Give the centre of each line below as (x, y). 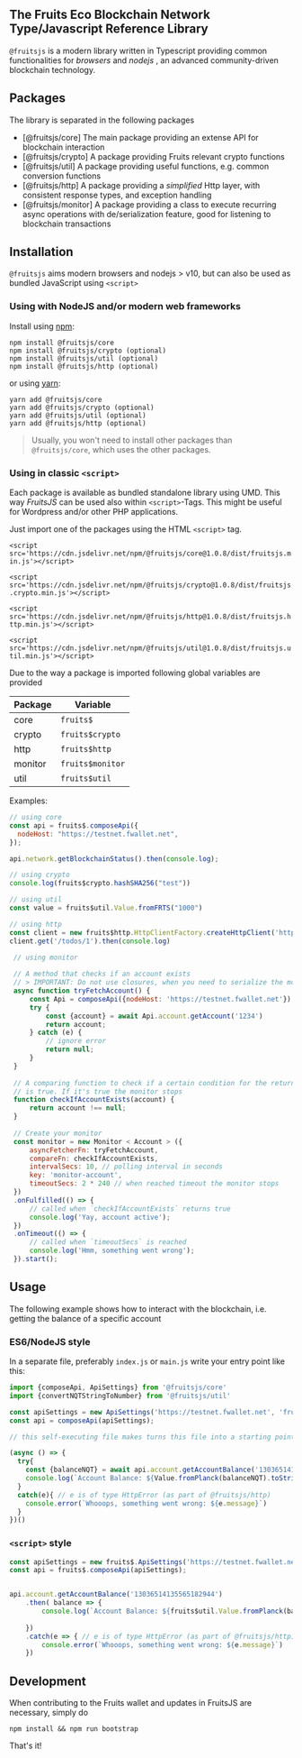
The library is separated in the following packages (102, 120)
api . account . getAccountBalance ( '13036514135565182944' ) (116, 1595)
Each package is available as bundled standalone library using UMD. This (145, 493)
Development (48, 1681)
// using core (36, 818)
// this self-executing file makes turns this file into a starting (140, 1437)
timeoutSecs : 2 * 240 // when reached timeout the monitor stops (154, 1184)
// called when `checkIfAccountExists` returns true (130, 1209)
